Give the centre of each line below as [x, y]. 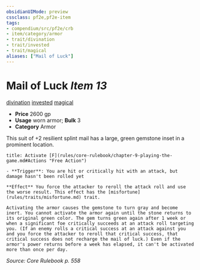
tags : [13, 23]
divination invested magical [40, 102]
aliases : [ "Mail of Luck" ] [40, 56]
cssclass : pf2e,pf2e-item [38, 17]
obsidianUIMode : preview [37, 12]
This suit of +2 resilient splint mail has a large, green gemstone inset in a [95, 138]
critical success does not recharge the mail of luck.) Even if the [93, 239]
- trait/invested [28, 45]
